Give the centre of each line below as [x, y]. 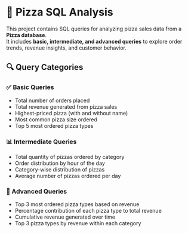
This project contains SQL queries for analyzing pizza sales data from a [94, 29]
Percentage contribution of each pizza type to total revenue [88, 211]
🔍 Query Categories [45, 67]
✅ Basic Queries [30, 87]
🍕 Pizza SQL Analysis [60, 12]
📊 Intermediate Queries [41, 142]
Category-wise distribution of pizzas [60, 169]
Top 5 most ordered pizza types [54, 125]
